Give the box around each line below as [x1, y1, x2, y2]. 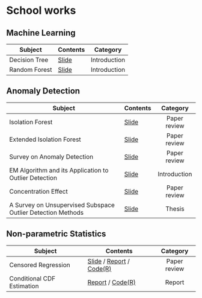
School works [6, 4, 76, 17]
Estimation [9, 282, 39, 290]
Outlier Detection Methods [9, 208, 84, 217]
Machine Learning [6, 28, 76, 38]
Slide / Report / [87, 257, 130, 265]
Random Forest [9, 66, 52, 74]
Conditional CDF [9, 274, 56, 282]
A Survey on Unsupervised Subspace [9, 200, 115, 209]
